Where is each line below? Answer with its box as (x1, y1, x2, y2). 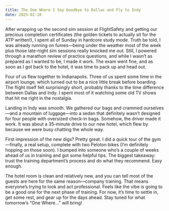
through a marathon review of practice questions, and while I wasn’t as (5, 53, 153, 59)
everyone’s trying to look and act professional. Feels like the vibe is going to (5, 183, 163, 190)
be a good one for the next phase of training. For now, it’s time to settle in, (5, 189, 159, 195)
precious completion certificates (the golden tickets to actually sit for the (5, 31, 156, 37)
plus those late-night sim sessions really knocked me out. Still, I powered (5, 48, 157, 54)
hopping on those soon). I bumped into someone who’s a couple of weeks (5, 147, 159, 153)
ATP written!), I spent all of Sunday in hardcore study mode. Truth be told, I (5, 36, 161, 43)
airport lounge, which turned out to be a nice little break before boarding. (5, 79, 157, 85)
